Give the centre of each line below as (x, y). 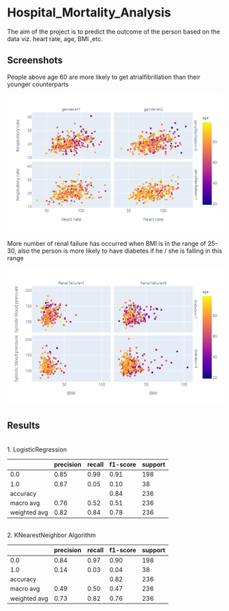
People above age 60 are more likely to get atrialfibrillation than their (104, 77)
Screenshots (35, 61)
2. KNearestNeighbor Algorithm (51, 535)
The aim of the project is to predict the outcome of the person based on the (114, 32)
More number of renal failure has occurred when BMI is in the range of (107, 243)
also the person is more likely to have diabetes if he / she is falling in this (120, 251)
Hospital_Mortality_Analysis (89, 13)
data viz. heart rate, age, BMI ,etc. (55, 38)
